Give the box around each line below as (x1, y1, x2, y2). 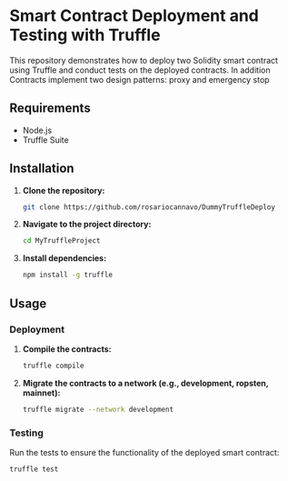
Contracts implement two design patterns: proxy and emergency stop (9, 74, 270, 85)
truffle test (9, 465, 59, 474)
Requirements (9, 101, 91, 116)
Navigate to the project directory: (22, 219, 152, 230)
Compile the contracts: (22, 343, 112, 355)
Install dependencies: (22, 253, 107, 264)
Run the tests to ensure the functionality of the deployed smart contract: (9, 446, 280, 457)
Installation (9, 161, 74, 176)
